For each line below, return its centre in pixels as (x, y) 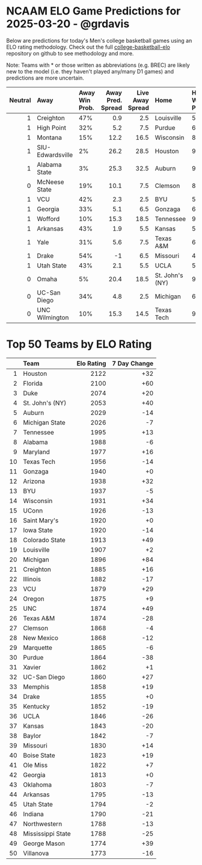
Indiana (33, 814)
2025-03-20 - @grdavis (68, 24)
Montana (49, 137)
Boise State (39, 755)
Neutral (20, 100)
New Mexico (41, 638)
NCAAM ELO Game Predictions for (93, 11)
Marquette (38, 648)
